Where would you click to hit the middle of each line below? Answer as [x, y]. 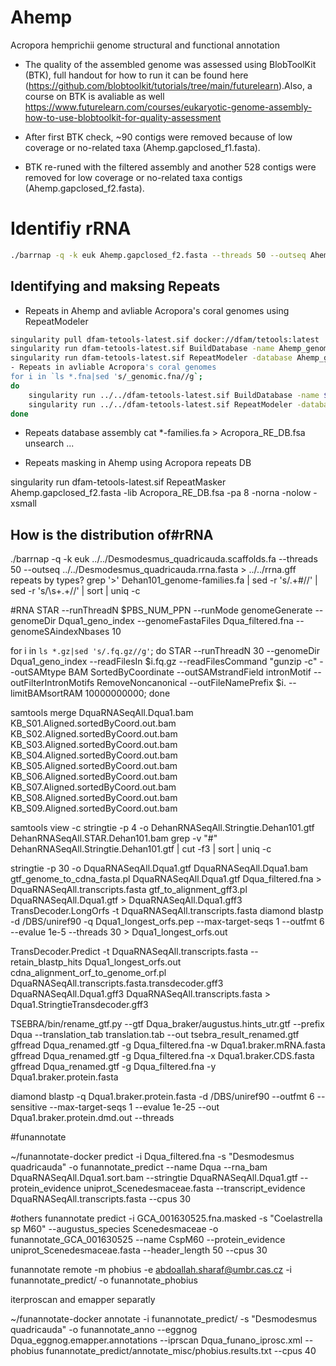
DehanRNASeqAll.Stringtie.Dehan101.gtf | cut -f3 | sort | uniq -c [141, 849]
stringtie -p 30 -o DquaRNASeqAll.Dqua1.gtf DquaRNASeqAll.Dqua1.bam [159, 868]
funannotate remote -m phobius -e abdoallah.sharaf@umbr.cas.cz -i [151, 1270]
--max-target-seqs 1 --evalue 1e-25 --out [134, 1107]
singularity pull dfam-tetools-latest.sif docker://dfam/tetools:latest [165, 339]
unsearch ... [49, 443]
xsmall [23, 503]
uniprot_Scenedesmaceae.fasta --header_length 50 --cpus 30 [139, 1250]
